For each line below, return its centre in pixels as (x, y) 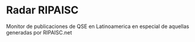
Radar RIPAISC (42, 10)
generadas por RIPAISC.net (39, 32)
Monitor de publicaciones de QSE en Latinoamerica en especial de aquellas (98, 26)
